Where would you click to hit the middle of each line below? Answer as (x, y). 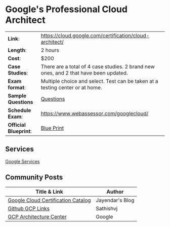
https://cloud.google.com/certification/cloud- (95, 35)
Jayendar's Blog (115, 200)
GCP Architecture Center (37, 216)
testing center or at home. (71, 87)
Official (17, 125)
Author (115, 192)
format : (17, 87)
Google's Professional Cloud (67, 9)
